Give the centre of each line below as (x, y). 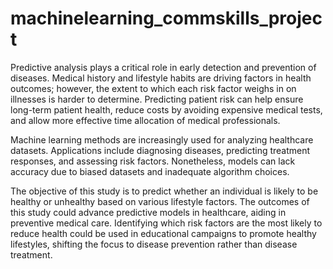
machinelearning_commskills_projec (166, 18)
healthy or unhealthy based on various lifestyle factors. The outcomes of (160, 201)
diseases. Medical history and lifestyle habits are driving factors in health (161, 78)
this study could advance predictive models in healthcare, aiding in (148, 212)
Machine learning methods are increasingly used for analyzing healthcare (162, 139)
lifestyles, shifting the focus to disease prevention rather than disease (154, 244)
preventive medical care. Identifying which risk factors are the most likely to (166, 223)
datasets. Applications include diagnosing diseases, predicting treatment (160, 150)
